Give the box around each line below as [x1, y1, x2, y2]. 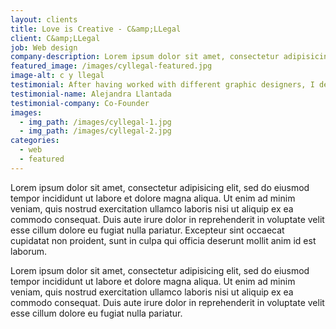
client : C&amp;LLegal [10, 33, 101, 43]
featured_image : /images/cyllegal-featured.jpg [10, 61, 213, 71]
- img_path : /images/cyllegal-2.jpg [19, 126, 172, 136]
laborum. [10, 245, 48, 257]
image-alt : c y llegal [10, 71, 105, 81]
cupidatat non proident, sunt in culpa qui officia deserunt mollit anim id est [10, 234, 317, 246]
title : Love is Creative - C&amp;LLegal [10, 24, 182, 34]
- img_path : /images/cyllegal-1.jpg [19, 117, 172, 127]
